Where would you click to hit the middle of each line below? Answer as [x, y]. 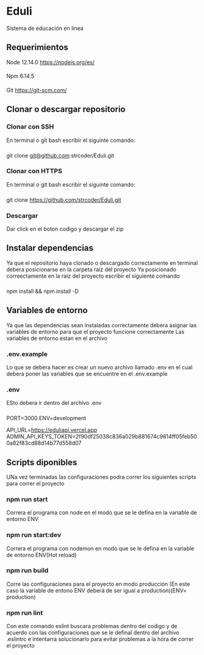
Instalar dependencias [50, 248]
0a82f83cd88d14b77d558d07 [44, 443]
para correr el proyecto [35, 483]
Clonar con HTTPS [34, 171]
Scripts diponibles [42, 462]
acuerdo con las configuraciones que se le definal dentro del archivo [93, 633]
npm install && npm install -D [43, 291]
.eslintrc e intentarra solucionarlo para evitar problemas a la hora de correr [100, 639]
